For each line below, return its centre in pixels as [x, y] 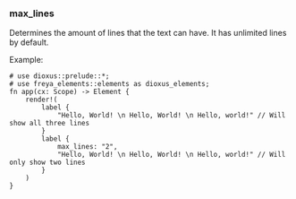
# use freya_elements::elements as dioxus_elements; [110, 84]
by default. [29, 42]
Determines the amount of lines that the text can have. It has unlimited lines [148, 33]
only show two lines [48, 163]
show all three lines [50, 124]
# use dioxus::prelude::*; [59, 76]
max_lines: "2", [87, 147]
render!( [42, 100]
